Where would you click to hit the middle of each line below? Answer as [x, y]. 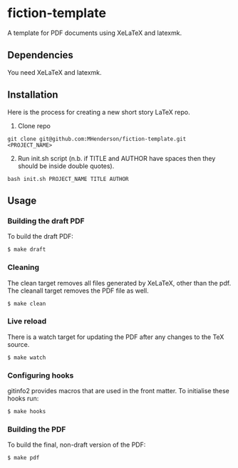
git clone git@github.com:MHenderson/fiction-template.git [97, 139]
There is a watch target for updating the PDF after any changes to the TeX [116, 337]
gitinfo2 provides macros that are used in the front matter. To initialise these [119, 391]
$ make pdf [24, 458]
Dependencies [40, 55]
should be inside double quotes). [66, 166]
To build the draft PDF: [40, 236]
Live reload [27, 321]
